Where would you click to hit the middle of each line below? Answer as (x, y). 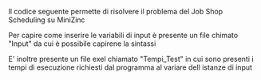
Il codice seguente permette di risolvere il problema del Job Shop (116, 11)
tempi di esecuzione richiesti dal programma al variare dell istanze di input (130, 67)
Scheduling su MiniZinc (47, 20)
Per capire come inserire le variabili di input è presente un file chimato (123, 35)
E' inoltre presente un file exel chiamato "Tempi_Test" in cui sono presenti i (131, 59)
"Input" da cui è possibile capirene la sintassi (82, 44)
